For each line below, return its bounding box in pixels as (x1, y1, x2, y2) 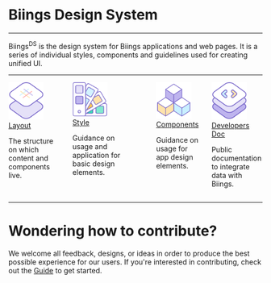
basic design (72, 159, 115, 169)
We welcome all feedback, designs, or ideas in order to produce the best (8, 248, 250, 259)
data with (211, 171, 243, 181)
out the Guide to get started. (8, 266, 102, 276)
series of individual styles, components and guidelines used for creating (8, 50, 248, 60)
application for (72, 151, 121, 160)
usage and (72, 142, 108, 152)
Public (211, 145, 232, 155)
